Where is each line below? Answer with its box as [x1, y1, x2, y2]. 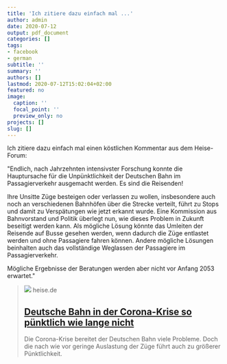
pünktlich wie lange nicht [23, 317, 134, 328]
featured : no [7, 87, 45, 94]
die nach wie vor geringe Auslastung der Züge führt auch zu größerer [23, 342, 221, 351]
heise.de [32, 286, 57, 295]
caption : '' [13, 100, 48, 107]
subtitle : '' [7, 61, 45, 68]
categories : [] [7, 36, 51, 43]
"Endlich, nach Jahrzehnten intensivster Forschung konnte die [7, 164, 183, 173]
